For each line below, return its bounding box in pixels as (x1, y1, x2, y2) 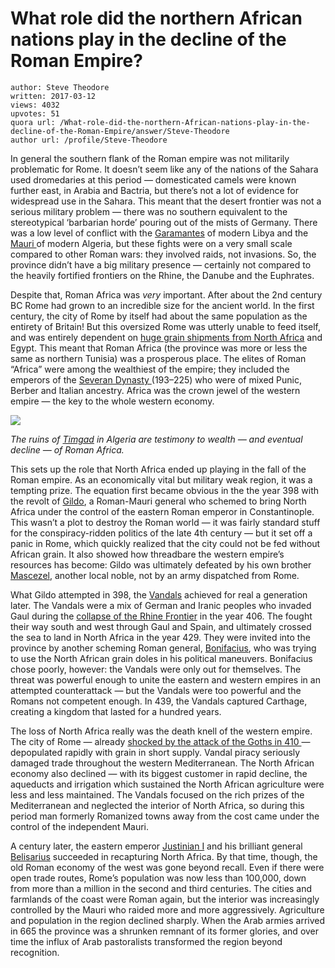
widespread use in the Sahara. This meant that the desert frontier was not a (10, 195, 322, 207)
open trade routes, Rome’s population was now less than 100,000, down (10, 872, 307, 884)
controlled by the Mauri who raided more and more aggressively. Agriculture (10, 903, 325, 916)
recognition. (10, 946, 60, 958)
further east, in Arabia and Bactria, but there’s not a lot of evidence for (10, 184, 299, 196)
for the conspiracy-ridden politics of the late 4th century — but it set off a (10, 527, 313, 539)
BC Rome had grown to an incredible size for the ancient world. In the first (10, 299, 315, 311)
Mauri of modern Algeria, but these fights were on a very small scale (10, 237, 293, 249)
